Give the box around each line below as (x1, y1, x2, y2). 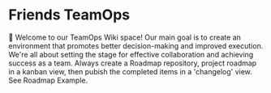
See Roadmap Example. (8, 75, 88, 85)
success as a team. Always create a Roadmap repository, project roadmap (8, 58, 257, 68)
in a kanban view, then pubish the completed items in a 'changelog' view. (8, 66, 253, 76)
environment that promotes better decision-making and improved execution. (8, 40, 264, 50)
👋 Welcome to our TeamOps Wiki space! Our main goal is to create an (8, 32, 242, 42)
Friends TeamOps (8, 6, 131, 24)
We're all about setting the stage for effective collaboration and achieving (8, 49, 254, 59)
